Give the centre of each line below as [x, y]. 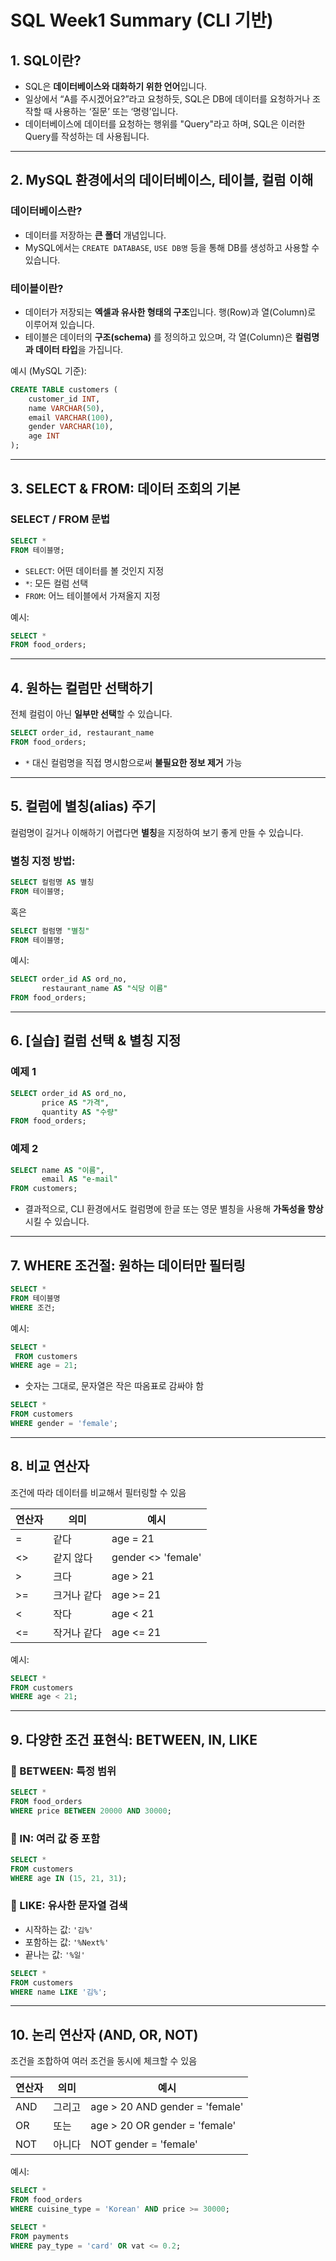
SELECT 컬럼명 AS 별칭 [52, 882]
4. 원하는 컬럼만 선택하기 [81, 687]
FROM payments [40, 2236]
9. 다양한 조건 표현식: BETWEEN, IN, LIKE [134, 1739]
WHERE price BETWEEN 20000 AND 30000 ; [91, 1811]
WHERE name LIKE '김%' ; [59, 1992]
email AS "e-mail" [79, 1179]
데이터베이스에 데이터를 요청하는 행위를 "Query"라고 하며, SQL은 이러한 [165, 124]
